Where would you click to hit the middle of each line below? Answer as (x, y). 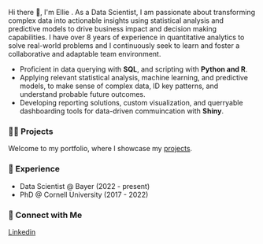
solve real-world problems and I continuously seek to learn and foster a (124, 46)
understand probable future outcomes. (82, 94)
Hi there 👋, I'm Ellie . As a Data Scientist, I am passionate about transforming (132, 12)
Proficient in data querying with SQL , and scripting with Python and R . (133, 69)
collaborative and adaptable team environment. (85, 54)
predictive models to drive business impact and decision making (113, 29)
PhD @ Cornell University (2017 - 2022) (84, 194)
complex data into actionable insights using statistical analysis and (116, 20)
